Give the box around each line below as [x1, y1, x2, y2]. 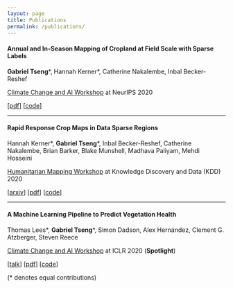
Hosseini [7, 154, 33, 162]
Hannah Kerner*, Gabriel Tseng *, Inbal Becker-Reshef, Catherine [7, 139, 192, 147]
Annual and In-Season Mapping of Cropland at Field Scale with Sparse [7, 44, 214, 53]
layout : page [7, 10, 45, 17]
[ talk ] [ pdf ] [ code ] [7, 260, 59, 268]
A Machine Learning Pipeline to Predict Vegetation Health [7, 210, 177, 219]
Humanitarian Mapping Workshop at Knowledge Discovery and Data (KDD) [7, 167, 221, 175]
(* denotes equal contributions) [7, 273, 97, 281]
